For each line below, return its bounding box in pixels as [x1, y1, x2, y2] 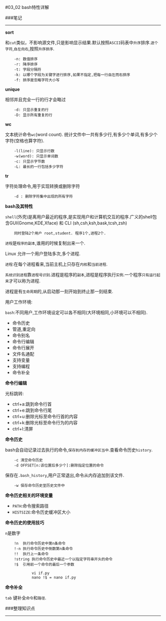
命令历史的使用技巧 [5, 519, 44, 525]
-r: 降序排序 [14, 62, 38, 67]
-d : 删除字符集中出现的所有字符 [14, 194, 73, 199]
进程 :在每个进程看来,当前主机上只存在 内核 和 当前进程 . [5, 261, 108, 267]
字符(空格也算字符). [5, 138, 44, 144]
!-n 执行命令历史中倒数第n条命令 [14, 546, 73, 551]
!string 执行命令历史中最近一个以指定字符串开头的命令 [14, 557, 113, 562]
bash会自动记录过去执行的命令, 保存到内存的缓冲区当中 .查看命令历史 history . [5, 447, 153, 453]
